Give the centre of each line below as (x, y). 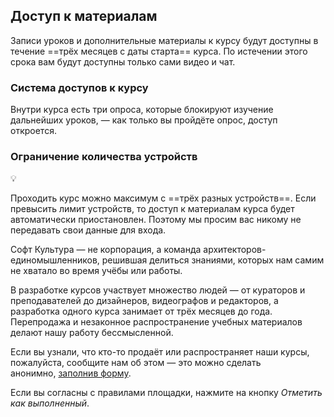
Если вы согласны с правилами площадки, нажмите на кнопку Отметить (166, 393)
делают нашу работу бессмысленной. (92, 333)
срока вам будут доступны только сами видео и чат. (123, 61)
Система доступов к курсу (79, 87)
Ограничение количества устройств (104, 157)
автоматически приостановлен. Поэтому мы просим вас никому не (156, 220)
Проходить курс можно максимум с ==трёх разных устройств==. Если (163, 198)
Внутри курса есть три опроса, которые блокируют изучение (142, 110)
